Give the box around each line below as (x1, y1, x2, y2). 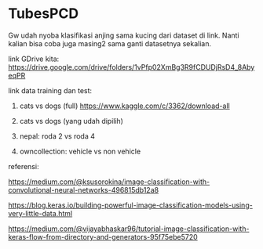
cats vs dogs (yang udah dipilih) (19, 116, 124, 125)
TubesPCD (8, 5, 79, 23)
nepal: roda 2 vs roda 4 (19, 131, 96, 141)
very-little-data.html (8, 208, 73, 218)
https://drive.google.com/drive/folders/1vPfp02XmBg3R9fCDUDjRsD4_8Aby (8, 62, 255, 71)
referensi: (8, 161, 39, 171)
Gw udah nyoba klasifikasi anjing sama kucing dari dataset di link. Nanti (8, 31, 239, 40)
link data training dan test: (8, 85, 93, 95)
